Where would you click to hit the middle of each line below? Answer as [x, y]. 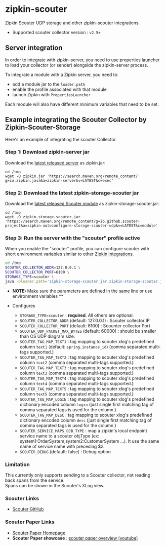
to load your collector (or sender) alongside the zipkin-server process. [77, 65]
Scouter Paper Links [30, 522]
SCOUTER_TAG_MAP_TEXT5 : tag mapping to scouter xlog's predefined [87, 389]
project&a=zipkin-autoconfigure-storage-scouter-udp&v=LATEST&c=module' [82, 226]
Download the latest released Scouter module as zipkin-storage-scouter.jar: [82, 204]
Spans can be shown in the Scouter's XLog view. [55, 486]
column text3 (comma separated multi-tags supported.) [77, 373]
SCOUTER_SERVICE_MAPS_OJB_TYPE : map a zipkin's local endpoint [83, 430]
